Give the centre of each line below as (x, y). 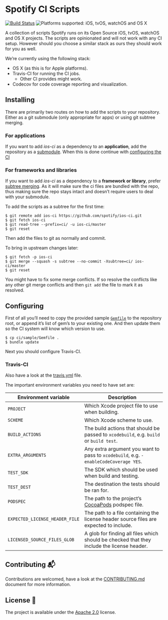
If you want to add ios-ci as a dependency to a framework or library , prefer (83, 181)
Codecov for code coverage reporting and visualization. (70, 84)
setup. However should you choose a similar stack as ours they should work (83, 43)
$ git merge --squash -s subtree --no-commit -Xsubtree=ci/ (69, 261)
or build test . (101, 441)
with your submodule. (27, 197)
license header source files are (120, 519)
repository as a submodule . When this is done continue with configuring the (83, 152)
